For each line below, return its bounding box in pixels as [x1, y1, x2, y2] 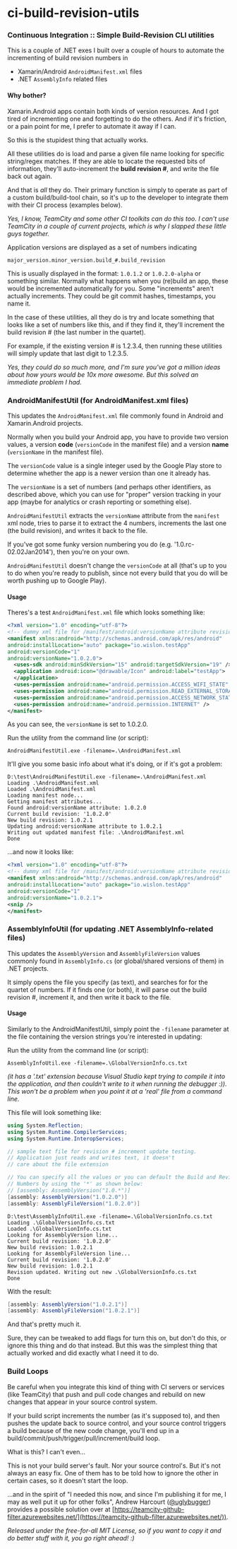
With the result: [7, 1287, 52, 1295]
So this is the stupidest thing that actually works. [7, 136, 149, 144]
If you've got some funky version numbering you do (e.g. [7, 539, 173, 549]
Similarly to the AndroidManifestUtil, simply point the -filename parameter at [7, 1024, 229, 1033]
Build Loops [7, 1367, 49, 1376]
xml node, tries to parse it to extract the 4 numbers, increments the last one [7, 518, 227, 527]
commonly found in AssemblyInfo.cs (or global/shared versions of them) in [7, 957, 224, 965]
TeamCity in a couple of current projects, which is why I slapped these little [7, 221, 227, 230]
